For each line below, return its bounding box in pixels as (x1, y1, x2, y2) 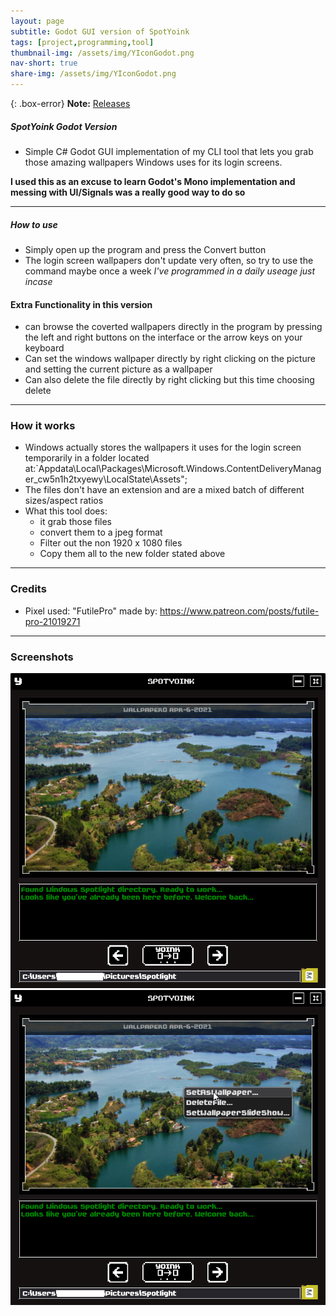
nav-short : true (10, 58, 78, 69)
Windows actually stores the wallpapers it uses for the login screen (24, 441, 302, 454)
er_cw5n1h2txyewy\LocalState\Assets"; (24, 473, 188, 485)
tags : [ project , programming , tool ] (10, 37, 155, 47)
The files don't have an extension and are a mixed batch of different (24, 484, 305, 496)
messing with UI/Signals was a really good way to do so (10, 186, 246, 198)
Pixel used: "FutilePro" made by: (24, 605, 158, 617)
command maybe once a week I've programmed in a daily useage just (24, 265, 316, 277)
